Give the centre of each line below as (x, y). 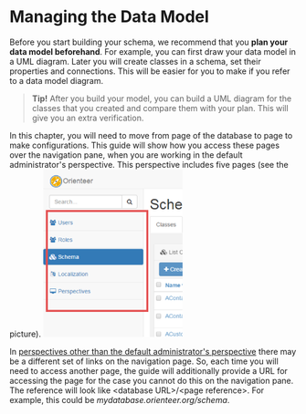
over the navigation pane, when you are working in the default (127, 155)
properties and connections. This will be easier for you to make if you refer (150, 71)
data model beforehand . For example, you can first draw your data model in (153, 51)
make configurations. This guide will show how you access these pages (145, 145)
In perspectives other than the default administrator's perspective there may (153, 351)
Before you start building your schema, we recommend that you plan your (149, 42)
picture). (26, 334)
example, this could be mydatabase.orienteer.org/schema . (120, 399)
